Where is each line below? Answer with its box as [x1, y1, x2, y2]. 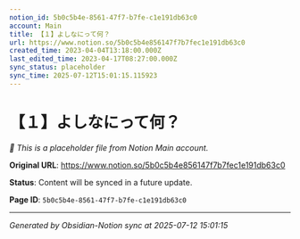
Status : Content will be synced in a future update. [9, 177, 193, 187]
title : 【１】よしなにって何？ [9, 29, 111, 38]
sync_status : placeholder [9, 63, 105, 72]
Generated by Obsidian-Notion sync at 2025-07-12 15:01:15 [9, 219, 229, 230]
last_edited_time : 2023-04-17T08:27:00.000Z [9, 54, 178, 63]
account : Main [9, 21, 62, 30]
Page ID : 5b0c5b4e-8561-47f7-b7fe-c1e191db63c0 [9, 194, 187, 205]
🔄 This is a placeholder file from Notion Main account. [9, 142, 209, 152]
